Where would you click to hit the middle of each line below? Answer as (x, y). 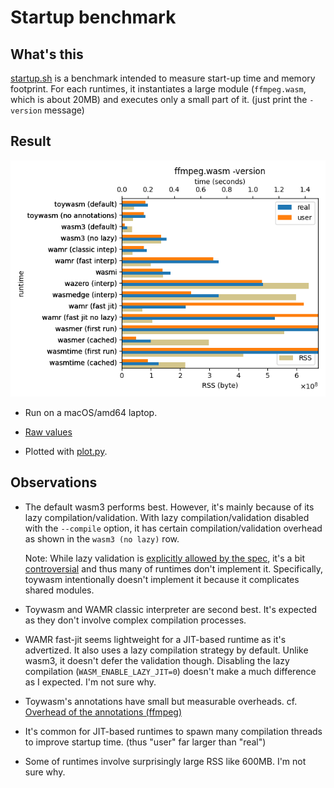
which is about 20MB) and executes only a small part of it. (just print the (159, 99)
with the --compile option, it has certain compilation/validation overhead (173, 528)
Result (31, 141)
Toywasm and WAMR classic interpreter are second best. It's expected (171, 609)
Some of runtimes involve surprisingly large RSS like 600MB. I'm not (165, 761)
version (26, 111)
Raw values (48, 432)
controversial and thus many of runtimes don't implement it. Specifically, (174, 568)
